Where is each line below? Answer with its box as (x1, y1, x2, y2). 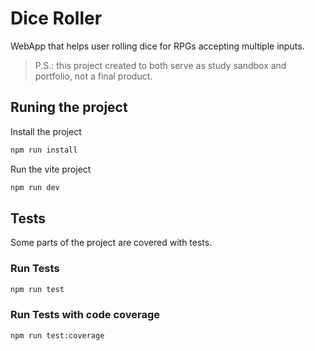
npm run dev (10, 182, 60, 192)
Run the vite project (10, 163, 92, 175)
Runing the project (10, 99, 128, 116)
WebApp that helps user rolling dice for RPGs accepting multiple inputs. (10, 40, 305, 52)
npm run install (10, 145, 78, 155)
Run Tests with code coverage (10, 308, 161, 322)
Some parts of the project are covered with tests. (10, 237, 213, 249)
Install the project (10, 125, 82, 137)
